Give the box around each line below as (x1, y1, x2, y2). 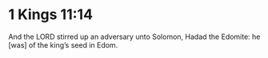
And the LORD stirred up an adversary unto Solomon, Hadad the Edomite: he (8, 32, 261, 41)
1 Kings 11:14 (8, 6, 94, 24)
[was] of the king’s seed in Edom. (8, 40, 118, 49)
